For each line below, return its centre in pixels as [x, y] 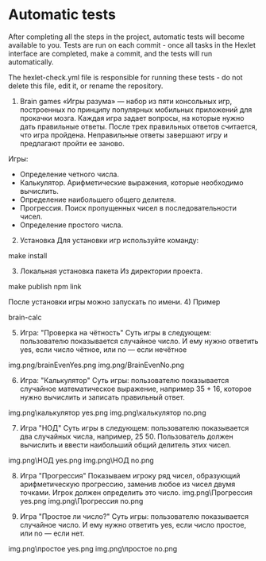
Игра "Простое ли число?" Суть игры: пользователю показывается [134, 516]
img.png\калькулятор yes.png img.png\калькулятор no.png [107, 412]
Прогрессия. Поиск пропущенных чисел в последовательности [128, 207]
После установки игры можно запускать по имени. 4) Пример [114, 302]
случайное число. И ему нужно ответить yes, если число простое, [133, 524]
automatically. [31, 62]
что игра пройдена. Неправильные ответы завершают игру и [123, 135]
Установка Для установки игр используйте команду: [109, 240]
